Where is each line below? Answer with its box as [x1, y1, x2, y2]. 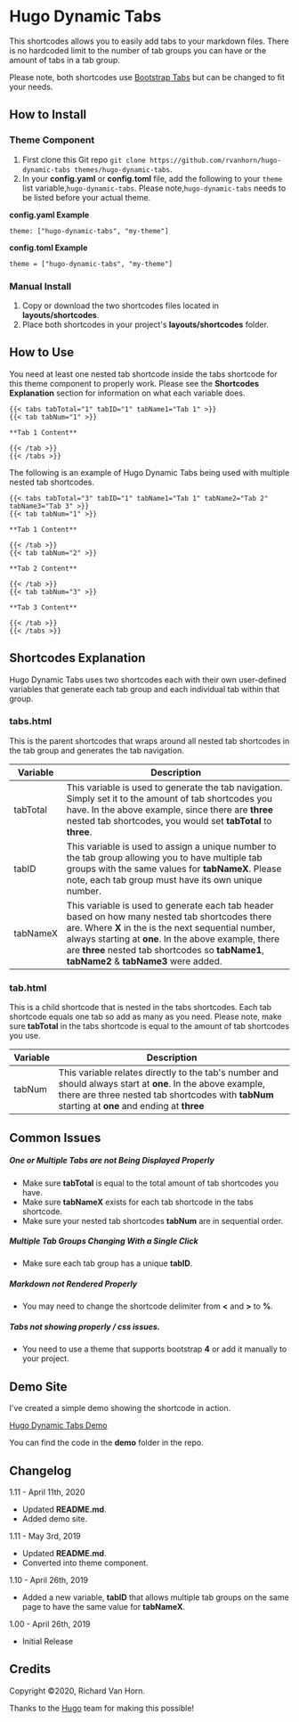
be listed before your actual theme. [21, 192, 151, 202]
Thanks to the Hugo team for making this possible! [9, 1702, 194, 1713]
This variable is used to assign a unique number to [66, 840, 277, 853]
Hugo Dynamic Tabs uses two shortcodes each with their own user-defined [9, 674, 287, 685]
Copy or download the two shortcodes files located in [21, 300, 220, 311]
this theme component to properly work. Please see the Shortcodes [9, 378, 260, 388]
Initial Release [21, 1636, 74, 1647]
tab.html [9, 982, 47, 994]
